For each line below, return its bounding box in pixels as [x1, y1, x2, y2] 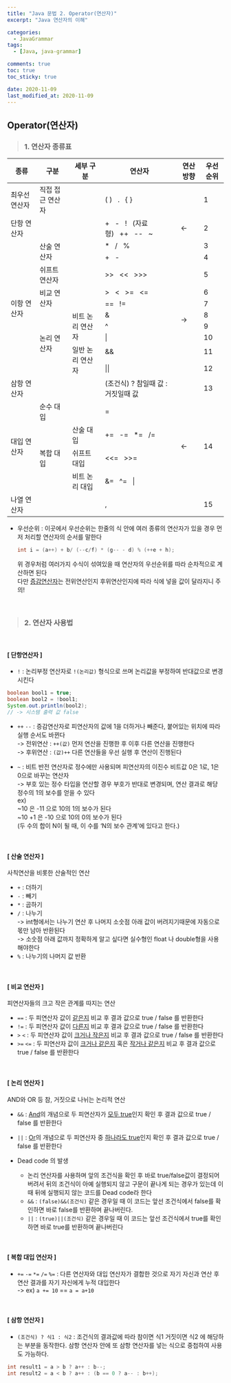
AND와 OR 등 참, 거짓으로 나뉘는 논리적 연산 [7, 1095, 126, 1103]
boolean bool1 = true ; [7, 689, 72, 696]
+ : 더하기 [16, 883, 43, 892]
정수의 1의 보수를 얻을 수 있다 [16, 788, 95, 796]
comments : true [7, 61, 51, 67]
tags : [7, 42, 23, 49]
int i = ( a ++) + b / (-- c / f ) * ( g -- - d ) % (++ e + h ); [16, 547, 175, 554]
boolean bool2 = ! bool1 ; [7, 696, 78, 703]
